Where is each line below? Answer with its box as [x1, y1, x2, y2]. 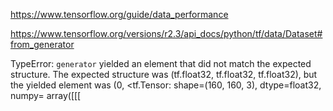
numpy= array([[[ [10, 90, 82, 101]
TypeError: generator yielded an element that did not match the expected [10, 58, 312, 69]
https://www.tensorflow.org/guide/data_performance [10, 9, 229, 20]
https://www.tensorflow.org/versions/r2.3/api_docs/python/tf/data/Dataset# [10, 28, 323, 39]
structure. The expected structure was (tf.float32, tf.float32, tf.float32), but [10, 69, 318, 80]
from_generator [10, 39, 75, 50]
